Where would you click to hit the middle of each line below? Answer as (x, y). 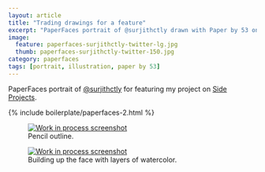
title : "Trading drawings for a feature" (77, 23)
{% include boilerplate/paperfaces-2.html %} (82, 112)
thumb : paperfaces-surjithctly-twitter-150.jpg (95, 52)
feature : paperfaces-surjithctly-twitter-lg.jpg (97, 45)
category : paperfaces (44, 60)
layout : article (35, 15)
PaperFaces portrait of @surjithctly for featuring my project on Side (118, 89)
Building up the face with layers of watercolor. (103, 159)
